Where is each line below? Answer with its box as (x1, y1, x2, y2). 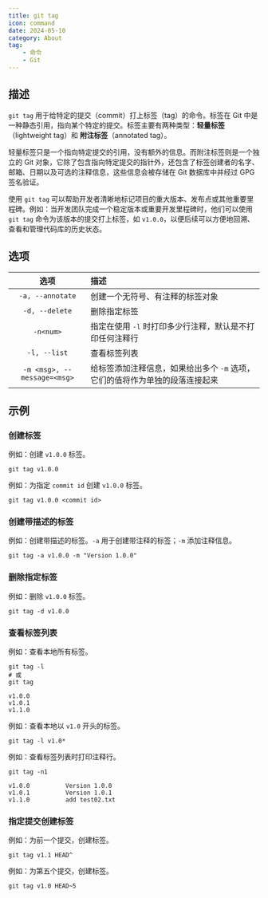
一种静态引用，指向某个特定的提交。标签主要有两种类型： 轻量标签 (8, 120, 225, 130)
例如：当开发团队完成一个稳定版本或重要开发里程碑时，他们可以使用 (29, 204, 253, 214)
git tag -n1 (8, 768, 48, 776)
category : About (8, 33, 62, 42)
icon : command (8, 19, 56, 27)
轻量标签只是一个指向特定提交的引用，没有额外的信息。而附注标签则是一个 (8, 147, 253, 156)
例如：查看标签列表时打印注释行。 (8, 752, 120, 762)
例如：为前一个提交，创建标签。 (8, 835, 113, 845)
